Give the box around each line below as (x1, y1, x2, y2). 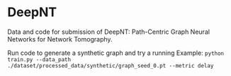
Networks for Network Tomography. (7, 34, 113, 43)
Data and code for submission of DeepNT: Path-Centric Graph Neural (7, 27, 210, 36)
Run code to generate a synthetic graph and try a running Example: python (7, 49, 225, 57)
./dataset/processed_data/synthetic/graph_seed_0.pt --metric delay (7, 62, 214, 69)
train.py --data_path (7, 56, 72, 63)
